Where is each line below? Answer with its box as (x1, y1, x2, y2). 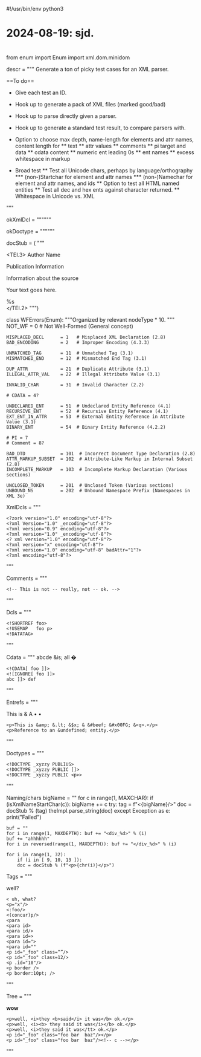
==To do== (6, 77, 34, 85)
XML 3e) (6, 493, 26, 499)
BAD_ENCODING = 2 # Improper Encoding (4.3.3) (6, 340, 150, 346)
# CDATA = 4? (6, 392, 39, 398)
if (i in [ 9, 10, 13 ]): (17, 857, 83, 863)
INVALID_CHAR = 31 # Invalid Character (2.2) (6, 382, 145, 388)
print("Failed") (6, 813, 42, 821)
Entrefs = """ (6, 698, 38, 706)
